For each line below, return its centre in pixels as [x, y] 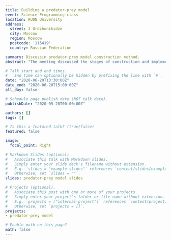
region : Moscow [26, 39]
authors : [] [18, 113]
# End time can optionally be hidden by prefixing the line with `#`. [84, 76]
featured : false [22, 132]
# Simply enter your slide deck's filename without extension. [76, 164]
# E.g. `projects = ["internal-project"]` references [66, 201]
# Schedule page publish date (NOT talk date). [57, 99]
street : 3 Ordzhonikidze [36, 29]
